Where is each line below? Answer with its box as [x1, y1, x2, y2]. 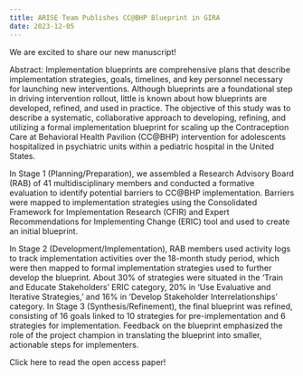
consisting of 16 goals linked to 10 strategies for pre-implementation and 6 [9, 310, 287, 321]
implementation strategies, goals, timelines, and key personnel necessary [9, 73, 283, 84]
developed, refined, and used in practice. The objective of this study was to [9, 102, 291, 113]
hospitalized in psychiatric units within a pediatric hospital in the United [9, 141, 274, 152]
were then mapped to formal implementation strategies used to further [9, 262, 272, 273]
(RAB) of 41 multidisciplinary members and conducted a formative [9, 177, 255, 188]
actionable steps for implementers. [9, 339, 139, 350]
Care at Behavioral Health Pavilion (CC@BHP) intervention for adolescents [9, 131, 287, 142]
